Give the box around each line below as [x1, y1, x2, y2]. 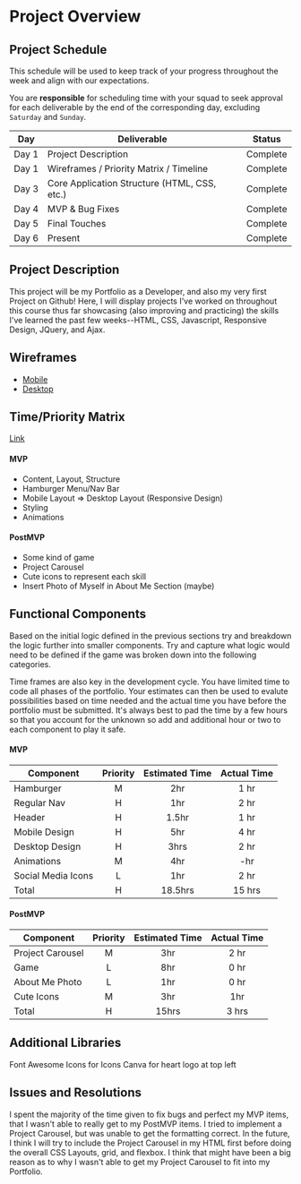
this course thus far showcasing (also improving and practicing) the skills [9, 305, 279, 315]
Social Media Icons [13, 869, 94, 881]
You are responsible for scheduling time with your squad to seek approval [9, 92, 284, 103]
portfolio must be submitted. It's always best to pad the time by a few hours [9, 705, 288, 716]
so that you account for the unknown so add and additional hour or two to [9, 714, 281, 725]
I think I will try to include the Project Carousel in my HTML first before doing [9, 1137, 292, 1148]
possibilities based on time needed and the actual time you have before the [9, 695, 287, 706]
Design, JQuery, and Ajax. [9, 324, 106, 335]
